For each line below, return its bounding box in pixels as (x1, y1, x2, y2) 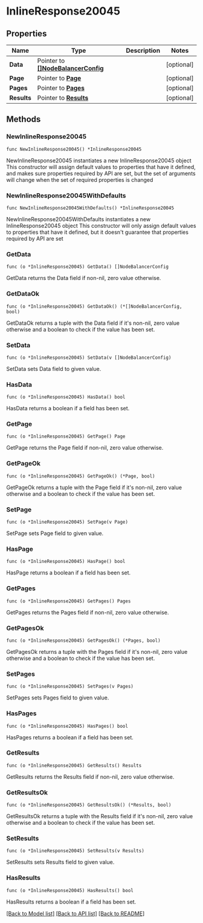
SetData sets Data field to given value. (6, 365, 101, 372)
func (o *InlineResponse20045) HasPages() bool (6, 723, 129, 729)
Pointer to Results (37, 94, 89, 102)
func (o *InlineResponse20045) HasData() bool (6, 394, 126, 401)
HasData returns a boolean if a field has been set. (6, 405, 130, 412)
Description (126, 47, 161, 55)
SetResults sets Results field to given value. (6, 859, 115, 866)
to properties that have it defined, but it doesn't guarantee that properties (6, 228, 189, 236)
